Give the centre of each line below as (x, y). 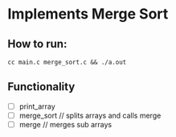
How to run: (37, 44)
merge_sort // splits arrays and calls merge (90, 115)
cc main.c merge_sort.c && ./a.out (67, 62)
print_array (37, 106)
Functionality (41, 87)
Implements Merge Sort (88, 14)
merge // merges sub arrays (65, 124)
